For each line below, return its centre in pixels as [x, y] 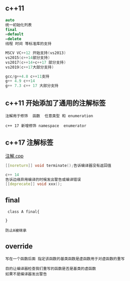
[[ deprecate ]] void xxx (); [34, 184]
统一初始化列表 [19, 25]
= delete [13, 39]
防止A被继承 [16, 231]
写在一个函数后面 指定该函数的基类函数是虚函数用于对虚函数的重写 [65, 259]
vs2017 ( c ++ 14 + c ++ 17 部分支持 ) [36, 62]
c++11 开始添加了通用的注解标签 [55, 103]
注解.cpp [14, 156]
